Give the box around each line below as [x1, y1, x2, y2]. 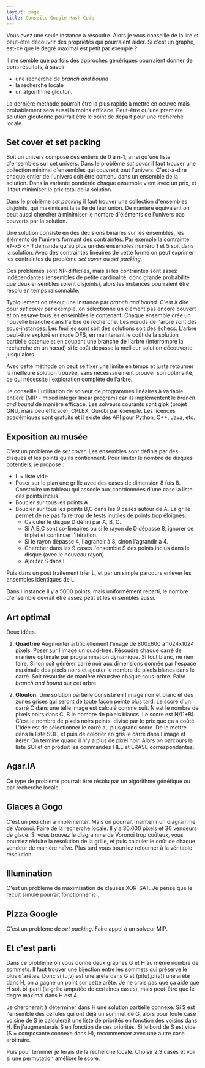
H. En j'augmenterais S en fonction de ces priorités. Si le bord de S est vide [6, 1023, 196, 1031]
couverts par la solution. [6, 217, 67, 225]
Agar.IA [6, 761, 36, 772]
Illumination [6, 868, 53, 878]
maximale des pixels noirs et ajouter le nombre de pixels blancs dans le [15, 666, 195, 674]
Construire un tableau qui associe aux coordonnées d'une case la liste [15, 486, 193, 493]
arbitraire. [6, 1036, 31, 1043]
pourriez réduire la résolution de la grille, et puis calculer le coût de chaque [6, 837, 196, 845]
